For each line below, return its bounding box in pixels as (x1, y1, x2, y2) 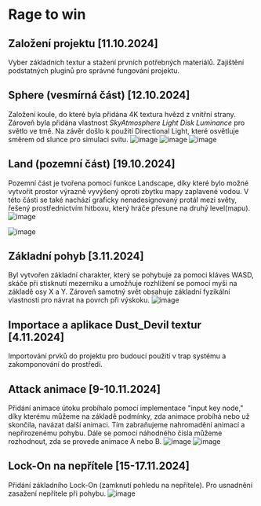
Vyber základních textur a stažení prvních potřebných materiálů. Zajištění (8, 57, 245, 67)
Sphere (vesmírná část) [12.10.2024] (8, 89, 190, 102)
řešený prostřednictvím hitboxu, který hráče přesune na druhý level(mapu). (8, 203, 251, 213)
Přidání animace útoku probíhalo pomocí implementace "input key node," (8, 403, 244, 413)
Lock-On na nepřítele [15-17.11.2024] (8, 460, 190, 473)
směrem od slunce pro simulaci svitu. (8, 134, 129, 144)
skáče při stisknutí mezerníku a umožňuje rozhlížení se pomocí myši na (8, 279, 237, 288)
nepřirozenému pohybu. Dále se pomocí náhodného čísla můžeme (8, 428, 223, 438)
